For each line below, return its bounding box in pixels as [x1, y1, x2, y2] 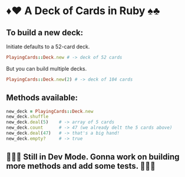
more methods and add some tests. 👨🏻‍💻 [6, 161, 156, 171]
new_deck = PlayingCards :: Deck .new [6, 108, 94, 114]
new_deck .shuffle [6, 113, 49, 120]
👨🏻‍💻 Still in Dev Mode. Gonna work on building [6, 152, 180, 162]
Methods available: [6, 93, 78, 103]
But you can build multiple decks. [6, 65, 87, 72]
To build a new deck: [6, 28, 84, 38]
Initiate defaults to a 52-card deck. [6, 43, 90, 50]
